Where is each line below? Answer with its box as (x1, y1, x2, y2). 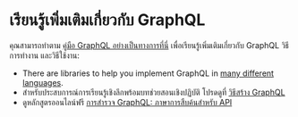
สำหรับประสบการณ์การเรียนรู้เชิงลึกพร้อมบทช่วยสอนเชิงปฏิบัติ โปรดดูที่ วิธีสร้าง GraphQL (21, 87, 285, 97)
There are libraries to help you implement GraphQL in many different (21, 68, 275, 79)
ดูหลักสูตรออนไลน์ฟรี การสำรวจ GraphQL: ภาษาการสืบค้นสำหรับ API (21, 96, 233, 107)
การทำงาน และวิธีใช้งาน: (9, 50, 81, 61)
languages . (21, 77, 64, 88)
